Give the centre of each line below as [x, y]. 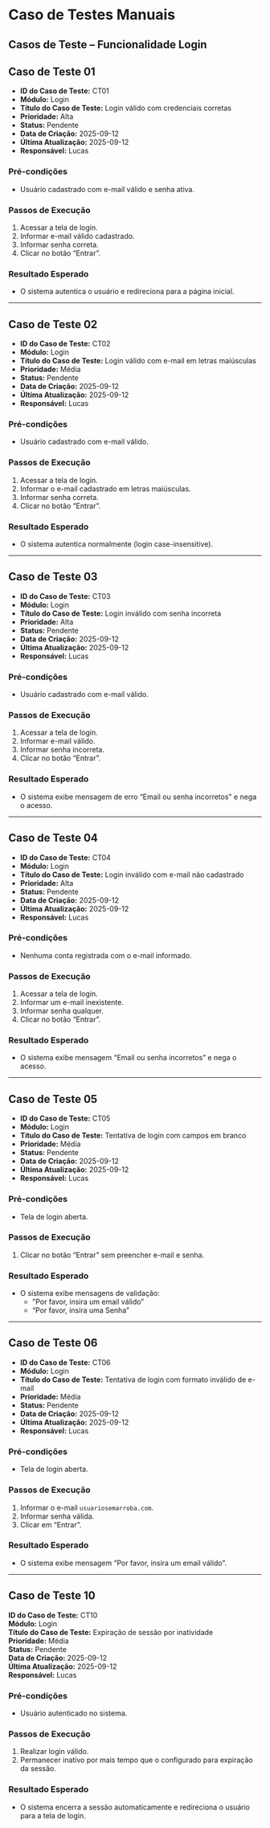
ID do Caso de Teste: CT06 [65, 1362]
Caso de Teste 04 [53, 838]
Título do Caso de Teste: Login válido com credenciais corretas [125, 108]
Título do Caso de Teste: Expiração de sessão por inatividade [111, 1632]
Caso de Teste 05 [53, 1099]
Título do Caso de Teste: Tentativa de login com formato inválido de [133, 1379]
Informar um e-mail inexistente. [72, 1002]
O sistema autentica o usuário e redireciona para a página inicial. [127, 292]
